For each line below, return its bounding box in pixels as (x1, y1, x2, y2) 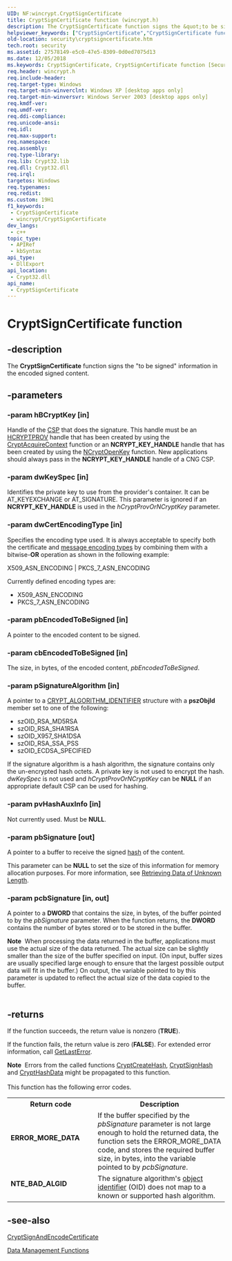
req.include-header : (7, 74, 67, 82)
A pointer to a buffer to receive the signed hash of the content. (7, 848, 185, 857)
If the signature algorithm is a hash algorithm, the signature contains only (7, 760, 215, 768)
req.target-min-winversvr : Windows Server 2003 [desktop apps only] (7, 94, 209, 101)
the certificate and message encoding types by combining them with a (7, 543, 209, 551)
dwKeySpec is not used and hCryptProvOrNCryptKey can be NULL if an (7, 775, 212, 783)
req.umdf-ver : (7, 106, 48, 113)
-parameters (7, 389, 63, 401)
